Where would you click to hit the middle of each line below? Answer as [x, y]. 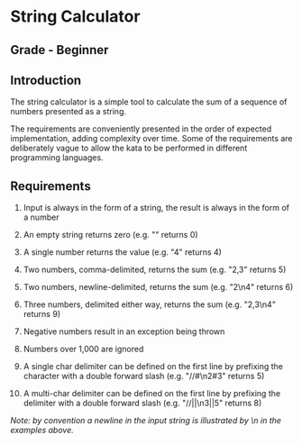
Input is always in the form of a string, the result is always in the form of [156, 208]
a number [41, 217]
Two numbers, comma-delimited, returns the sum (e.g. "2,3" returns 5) [155, 270]
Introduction [46, 80]
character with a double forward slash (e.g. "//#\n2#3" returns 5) [144, 376]
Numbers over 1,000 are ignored [83, 349]
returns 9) [42, 314]
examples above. [42, 430]
